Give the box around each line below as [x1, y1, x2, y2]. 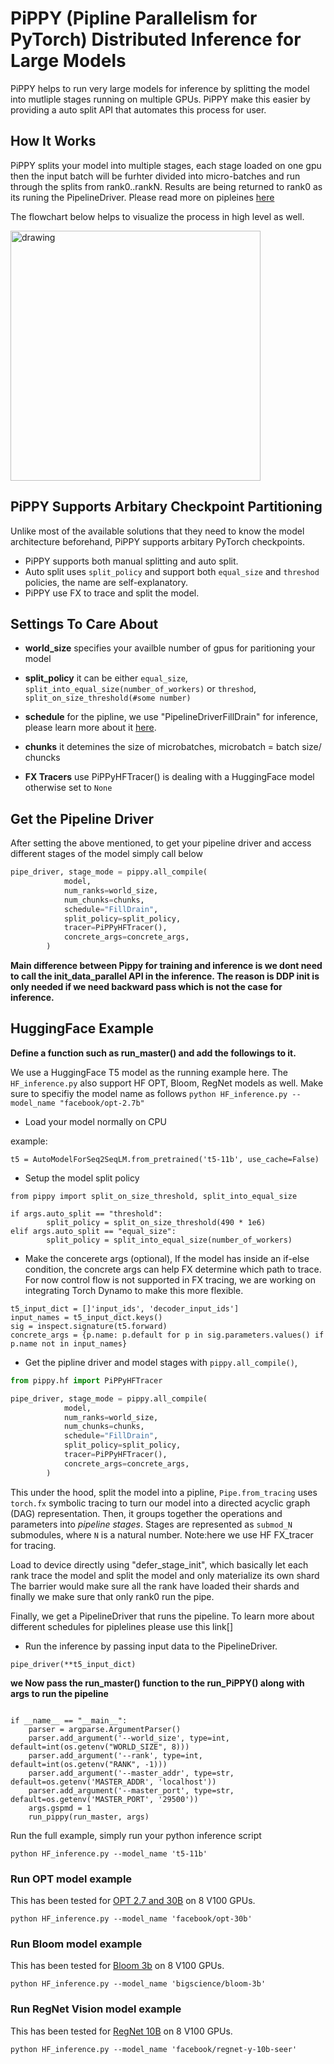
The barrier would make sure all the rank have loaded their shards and [10, 1580, 300, 1592]
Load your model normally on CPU [24, 1115, 167, 1127]
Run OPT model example [10, 1872, 133, 1886]
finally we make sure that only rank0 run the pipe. [10, 1590, 215, 1602]
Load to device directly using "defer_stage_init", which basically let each [10, 1558, 309, 1571]
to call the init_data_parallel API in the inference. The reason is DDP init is [10, 970, 320, 982]
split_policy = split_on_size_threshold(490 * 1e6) [46, 1217, 267, 1227]
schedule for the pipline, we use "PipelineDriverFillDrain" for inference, [24, 711, 319, 723]
